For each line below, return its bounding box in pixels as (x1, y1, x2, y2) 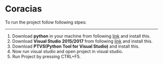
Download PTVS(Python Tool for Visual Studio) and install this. (12, 43, 140, 49)
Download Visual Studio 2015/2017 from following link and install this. (12, 38, 153, 44)
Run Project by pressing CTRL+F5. (12, 53, 81, 59)
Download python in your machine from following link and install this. (12, 33, 151, 39)
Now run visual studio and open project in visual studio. (12, 48, 123, 54)
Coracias (5, 3, 42, 14)
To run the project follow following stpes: (5, 19, 87, 25)
